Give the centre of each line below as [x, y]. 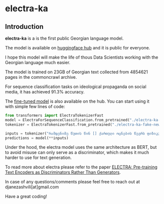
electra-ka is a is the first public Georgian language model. [64, 38]
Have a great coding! [26, 197]
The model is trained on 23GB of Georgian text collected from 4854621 [76, 72]
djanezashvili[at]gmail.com [32, 187]
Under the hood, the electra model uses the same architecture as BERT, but [81, 147]
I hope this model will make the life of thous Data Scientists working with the [82, 57]
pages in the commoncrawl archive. [41, 77]
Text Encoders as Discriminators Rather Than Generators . [63, 172]
